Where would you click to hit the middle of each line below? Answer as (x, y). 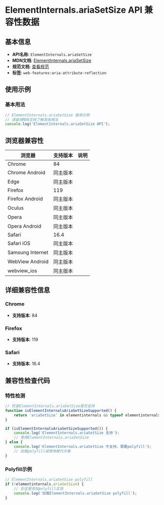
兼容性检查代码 (28, 380)
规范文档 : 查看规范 (31, 67)
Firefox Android (25, 199)
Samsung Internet (28, 253)
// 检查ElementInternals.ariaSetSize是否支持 (50, 406)
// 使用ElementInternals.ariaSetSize (51, 438)
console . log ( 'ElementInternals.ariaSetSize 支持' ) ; (67, 433)
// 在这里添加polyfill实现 (39, 488)
